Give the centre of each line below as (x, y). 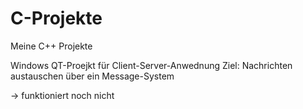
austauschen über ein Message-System (92, 76)
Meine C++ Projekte (51, 46)
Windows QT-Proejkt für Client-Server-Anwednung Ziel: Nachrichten (151, 65)
